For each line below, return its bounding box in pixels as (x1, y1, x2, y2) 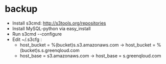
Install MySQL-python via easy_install (12, 25, 91, 31)
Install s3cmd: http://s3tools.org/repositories (12, 20, 106, 26)
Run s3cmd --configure (12, 31, 62, 37)
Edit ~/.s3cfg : (12, 36, 42, 42)
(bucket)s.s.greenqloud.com (19, 47, 80, 53)
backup (5, 3, 38, 15)
